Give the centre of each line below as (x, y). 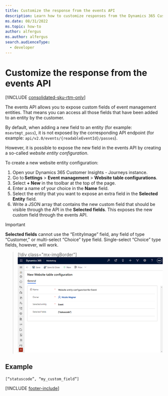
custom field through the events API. (50, 214)
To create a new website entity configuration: (52, 162)
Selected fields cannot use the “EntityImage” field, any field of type (75, 234)
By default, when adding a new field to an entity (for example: (69, 127)
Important (15, 224)
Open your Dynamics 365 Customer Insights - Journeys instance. (80, 172)
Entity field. (24, 199)
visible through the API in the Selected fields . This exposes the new (82, 209)
